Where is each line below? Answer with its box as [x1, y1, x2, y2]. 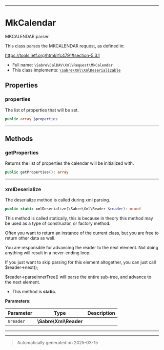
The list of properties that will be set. [5, 107, 79, 113]
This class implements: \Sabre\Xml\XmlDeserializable [12, 67, 121, 73]
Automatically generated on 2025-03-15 [17, 340, 98, 346]
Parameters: [5, 298, 31, 304]
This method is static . [12, 289, 57, 295]
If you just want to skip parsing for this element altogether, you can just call [5, 260, 156, 265]
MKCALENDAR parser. [5, 33, 50, 39]
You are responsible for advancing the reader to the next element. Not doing [5, 245, 159, 251]
